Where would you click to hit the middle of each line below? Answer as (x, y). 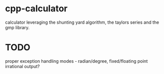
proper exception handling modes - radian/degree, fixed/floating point (77, 61)
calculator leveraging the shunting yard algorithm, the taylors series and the (82, 22)
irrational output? (22, 66)
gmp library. (17, 27)
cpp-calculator (36, 9)
